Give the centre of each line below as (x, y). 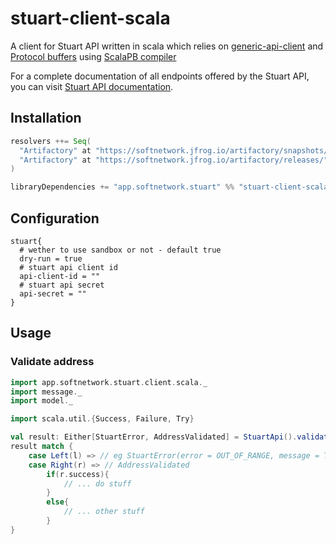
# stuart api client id (68, 267)
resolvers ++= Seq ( (51, 141)
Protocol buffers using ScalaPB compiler (93, 56)
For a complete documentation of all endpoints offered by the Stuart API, (160, 76)
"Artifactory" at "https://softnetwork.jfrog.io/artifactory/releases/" (174, 160)
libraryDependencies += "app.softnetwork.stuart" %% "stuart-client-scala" (171, 187)
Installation (46, 118)
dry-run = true (51, 258)
